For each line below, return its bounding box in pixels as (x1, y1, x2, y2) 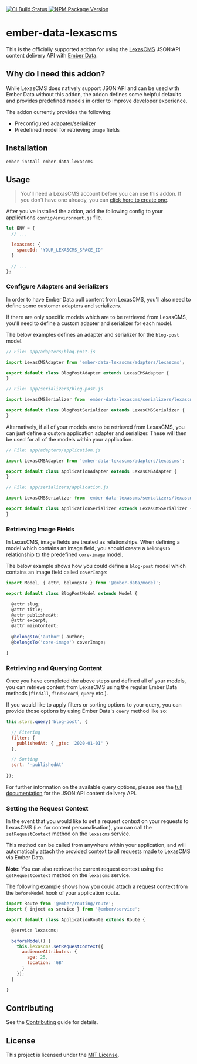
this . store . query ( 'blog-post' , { (6, 719, 88, 725)
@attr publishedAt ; (11, 612, 59, 618)
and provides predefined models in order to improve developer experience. (6, 97, 188, 104)
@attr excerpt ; (11, 617, 49, 624)
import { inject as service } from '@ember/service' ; (6, 906, 141, 912)
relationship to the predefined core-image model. (6, 551, 123, 558)
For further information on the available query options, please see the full (6, 783, 183, 790)
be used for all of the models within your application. (6, 436, 133, 443)
